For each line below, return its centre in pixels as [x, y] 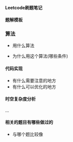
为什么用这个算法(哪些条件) [40, 56]
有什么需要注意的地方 [34, 80]
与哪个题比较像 [28, 135]
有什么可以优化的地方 [34, 86]
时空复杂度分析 [20, 99]
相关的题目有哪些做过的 [29, 122]
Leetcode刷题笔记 [24, 7]
